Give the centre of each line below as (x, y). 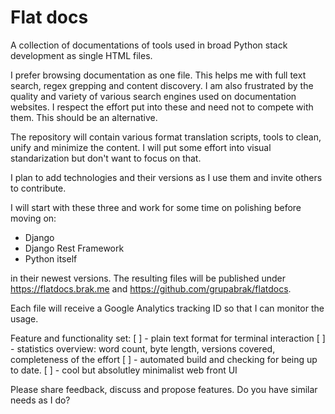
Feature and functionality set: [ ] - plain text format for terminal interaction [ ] (168, 338)
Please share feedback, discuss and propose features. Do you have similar (164, 389)
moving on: (33, 218)
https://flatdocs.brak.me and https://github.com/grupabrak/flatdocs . (151, 288)
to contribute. (38, 188)
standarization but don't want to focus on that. (106, 158)
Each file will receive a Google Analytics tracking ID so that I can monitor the (167, 308)
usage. (24, 318)
